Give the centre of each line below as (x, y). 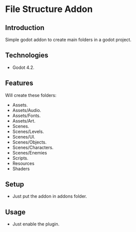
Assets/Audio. (27, 110)
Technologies (27, 55)
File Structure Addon (49, 9)
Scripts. (20, 158)
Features (19, 83)
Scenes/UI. (24, 136)
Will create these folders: (31, 95)
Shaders (21, 168)
